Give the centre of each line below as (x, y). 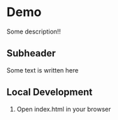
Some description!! (34, 31)
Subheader (31, 53)
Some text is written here (43, 70)
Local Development (50, 92)
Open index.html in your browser (64, 109)
